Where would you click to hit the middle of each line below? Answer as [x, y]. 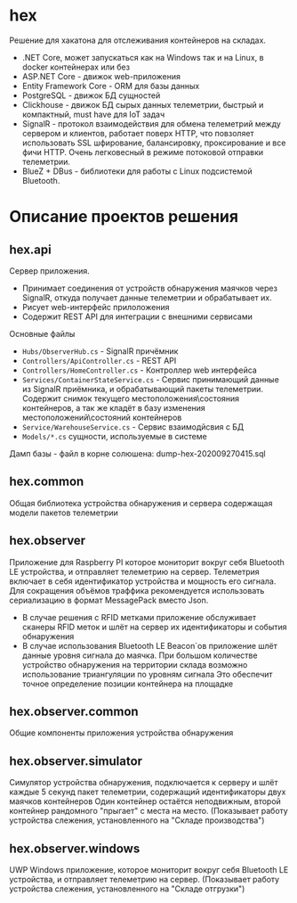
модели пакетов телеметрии [64, 513]
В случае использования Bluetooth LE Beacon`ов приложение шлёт [150, 645]
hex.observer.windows [75, 848]
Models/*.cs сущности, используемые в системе [114, 436]
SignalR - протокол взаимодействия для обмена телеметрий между [152, 123]
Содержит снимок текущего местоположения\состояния [131, 398]
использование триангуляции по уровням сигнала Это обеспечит [147, 674]
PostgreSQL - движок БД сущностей [91, 95]
